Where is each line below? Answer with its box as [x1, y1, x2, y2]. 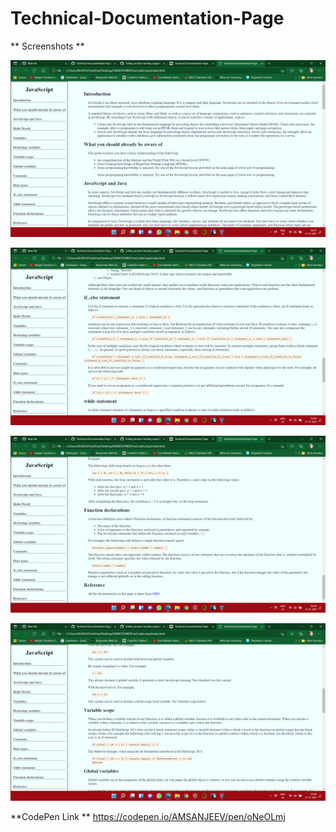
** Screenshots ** [10, 40, 85, 52]
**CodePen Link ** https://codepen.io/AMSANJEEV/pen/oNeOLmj [10, 810, 286, 822]
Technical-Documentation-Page [10, 7, 285, 30]
